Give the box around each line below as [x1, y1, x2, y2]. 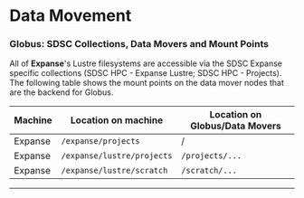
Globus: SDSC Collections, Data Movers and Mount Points [9, 38, 270, 51]
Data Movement [9, 5, 132, 26]
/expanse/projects [61, 137, 140, 146]
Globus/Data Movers [189, 119, 282, 132]
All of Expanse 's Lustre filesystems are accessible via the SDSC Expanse [9, 58, 283, 69]
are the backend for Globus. [9, 87, 114, 98]
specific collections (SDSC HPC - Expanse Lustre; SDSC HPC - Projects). [9, 68, 282, 79]
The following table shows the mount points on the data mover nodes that [9, 78, 285, 89]
